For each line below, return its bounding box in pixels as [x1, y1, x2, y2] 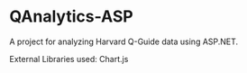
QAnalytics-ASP [9, 6, 133, 27]
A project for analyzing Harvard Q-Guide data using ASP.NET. [9, 36, 239, 47]
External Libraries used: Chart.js [9, 53, 129, 64]
